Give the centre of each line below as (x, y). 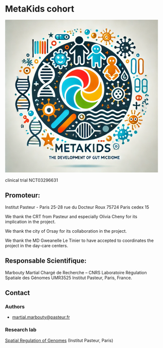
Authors (15, 306)
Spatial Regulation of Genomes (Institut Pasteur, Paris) (59, 340)
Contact (17, 293)
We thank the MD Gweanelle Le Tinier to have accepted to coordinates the (79, 240)
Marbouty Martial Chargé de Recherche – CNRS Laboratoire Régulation (76, 272)
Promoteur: (23, 196)
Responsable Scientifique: (46, 261)
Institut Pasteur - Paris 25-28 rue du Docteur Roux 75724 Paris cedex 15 (77, 207)
